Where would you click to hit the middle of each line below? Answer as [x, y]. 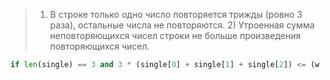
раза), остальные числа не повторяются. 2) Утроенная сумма [182, 25]
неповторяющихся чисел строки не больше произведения [175, 35]
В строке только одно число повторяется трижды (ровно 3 [176, 14]
